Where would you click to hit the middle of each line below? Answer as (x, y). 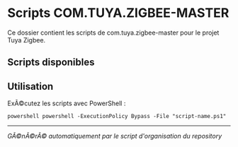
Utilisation (30, 86)
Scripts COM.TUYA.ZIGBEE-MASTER (118, 13)
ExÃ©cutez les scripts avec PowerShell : (67, 103)
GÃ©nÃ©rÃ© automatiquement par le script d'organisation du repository (115, 136)
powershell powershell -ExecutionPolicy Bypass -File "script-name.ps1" (117, 117)
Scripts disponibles (51, 63)
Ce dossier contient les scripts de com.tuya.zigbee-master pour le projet (113, 33)
